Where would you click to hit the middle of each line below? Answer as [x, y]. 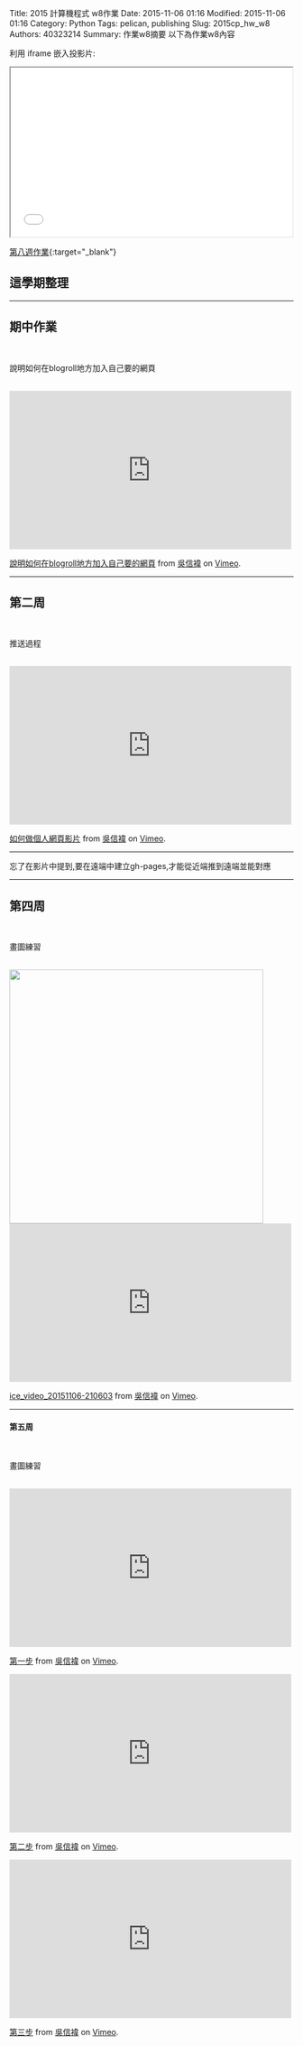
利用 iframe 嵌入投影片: [53, 53]
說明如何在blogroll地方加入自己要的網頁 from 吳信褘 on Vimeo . [125, 563]
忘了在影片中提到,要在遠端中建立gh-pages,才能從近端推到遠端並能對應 [141, 866]
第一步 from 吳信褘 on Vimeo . [64, 1661]
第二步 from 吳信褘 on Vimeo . [64, 1847]
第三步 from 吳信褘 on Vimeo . [64, 2032]
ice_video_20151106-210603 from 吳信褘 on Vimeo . [104, 1396]
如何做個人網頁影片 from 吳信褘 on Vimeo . [88, 838]
